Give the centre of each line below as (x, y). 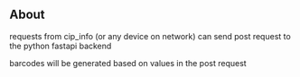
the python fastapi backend (61, 46)
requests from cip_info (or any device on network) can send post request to (150, 36)
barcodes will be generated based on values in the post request (128, 63)
